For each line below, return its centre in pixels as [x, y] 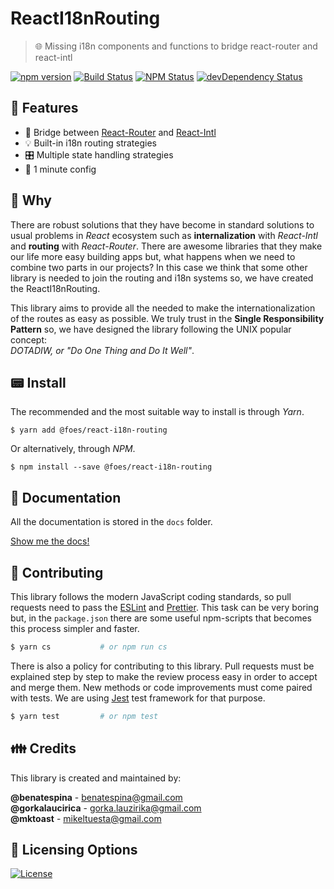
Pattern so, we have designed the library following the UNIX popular [151, 329]
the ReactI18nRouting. [55, 288]
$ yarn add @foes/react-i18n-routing [89, 430]
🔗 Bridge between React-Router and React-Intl [120, 132]
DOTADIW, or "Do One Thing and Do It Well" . [102, 350]
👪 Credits [43, 748]
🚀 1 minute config [60, 169]
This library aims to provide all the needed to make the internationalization [163, 308]
